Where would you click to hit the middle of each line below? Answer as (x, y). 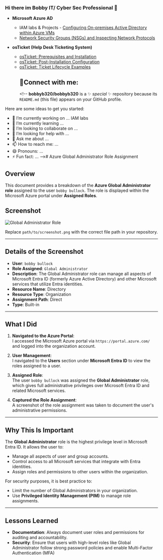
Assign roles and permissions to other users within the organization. (80, 472)
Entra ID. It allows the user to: (34, 447)
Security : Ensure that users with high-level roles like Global (71, 543)
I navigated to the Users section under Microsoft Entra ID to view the (81, 361)
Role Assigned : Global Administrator (50, 268)
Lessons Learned (32, 521)
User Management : (32, 356)
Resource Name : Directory (39, 289)
